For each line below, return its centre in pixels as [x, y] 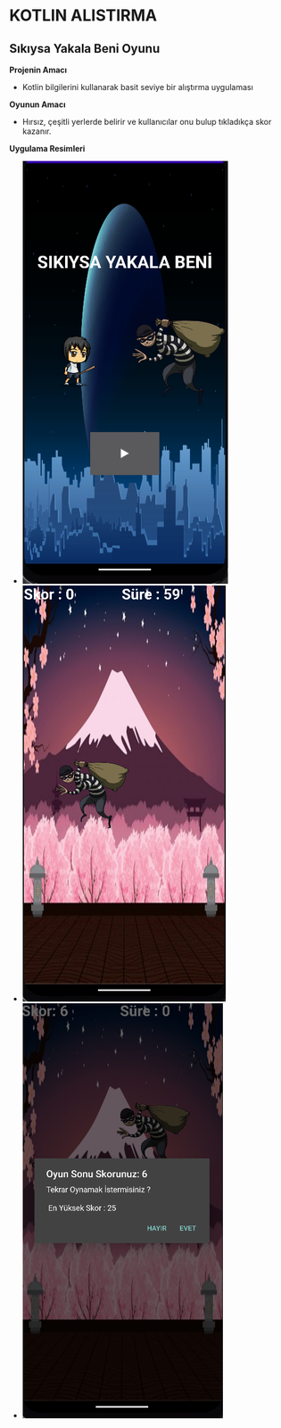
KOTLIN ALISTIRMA [83, 16]
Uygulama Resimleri [47, 149]
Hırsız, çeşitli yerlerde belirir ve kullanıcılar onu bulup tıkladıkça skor [147, 122]
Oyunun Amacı [37, 104]
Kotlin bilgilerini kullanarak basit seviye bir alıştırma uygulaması [138, 87]
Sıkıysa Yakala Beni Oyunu [85, 49]
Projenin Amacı [38, 70]
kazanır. [37, 131]
